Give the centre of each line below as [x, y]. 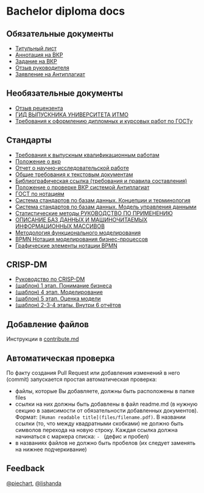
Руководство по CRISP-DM [50, 279]
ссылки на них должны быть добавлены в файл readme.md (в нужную [106, 404]
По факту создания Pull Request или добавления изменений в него [93, 373]
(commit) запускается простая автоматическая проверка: [82, 380]
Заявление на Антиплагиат [50, 74]
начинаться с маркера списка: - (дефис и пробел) [82, 436]
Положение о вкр [38, 161]
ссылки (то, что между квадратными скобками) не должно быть [99, 424]
